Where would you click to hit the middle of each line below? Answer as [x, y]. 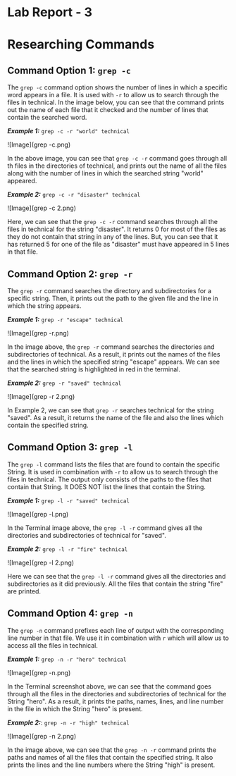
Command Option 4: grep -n [70, 614]
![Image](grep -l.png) [38, 514]
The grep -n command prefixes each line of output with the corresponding [116, 630]
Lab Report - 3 [50, 12]
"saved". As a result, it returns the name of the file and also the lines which [116, 418]
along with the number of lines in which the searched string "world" [105, 173]
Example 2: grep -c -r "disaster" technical [74, 195]
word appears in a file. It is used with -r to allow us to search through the [113, 95]
